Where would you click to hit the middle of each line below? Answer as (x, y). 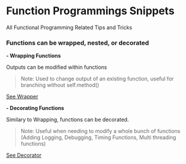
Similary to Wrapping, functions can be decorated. (68, 119)
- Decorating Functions (35, 108)
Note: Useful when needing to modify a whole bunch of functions (100, 131)
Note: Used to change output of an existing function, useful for (97, 79)
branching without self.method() (60, 85)
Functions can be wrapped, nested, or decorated (78, 43)
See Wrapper (22, 97)
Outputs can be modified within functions (57, 67)
